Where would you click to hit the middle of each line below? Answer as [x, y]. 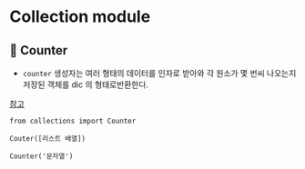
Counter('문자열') [41, 156]
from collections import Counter [73, 121]
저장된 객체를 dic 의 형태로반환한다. [85, 84]
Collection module [80, 17]
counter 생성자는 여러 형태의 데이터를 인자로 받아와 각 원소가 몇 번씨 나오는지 [159, 73]
